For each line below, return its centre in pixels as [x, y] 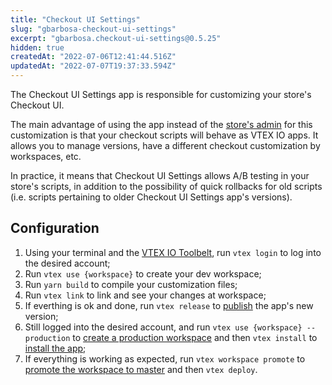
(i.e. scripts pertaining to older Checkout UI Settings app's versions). [151, 197]
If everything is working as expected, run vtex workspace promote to [165, 358]
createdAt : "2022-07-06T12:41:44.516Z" [93, 57]
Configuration [55, 228]
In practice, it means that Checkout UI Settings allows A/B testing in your [160, 175]
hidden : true [37, 47]
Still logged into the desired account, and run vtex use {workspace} [163, 327]
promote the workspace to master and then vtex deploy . [141, 369]
